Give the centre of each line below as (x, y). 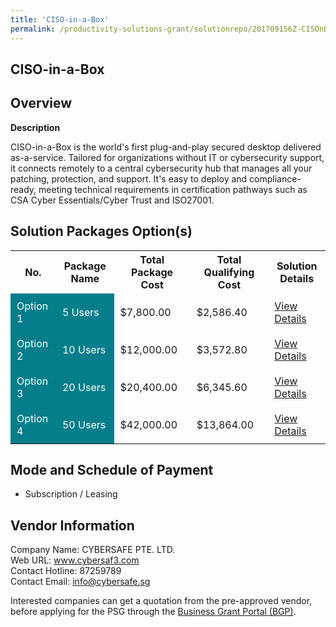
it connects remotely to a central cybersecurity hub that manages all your (161, 168)
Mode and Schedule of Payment (112, 469)
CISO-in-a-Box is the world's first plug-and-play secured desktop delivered (166, 147)
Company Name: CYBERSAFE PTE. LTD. (93, 550)
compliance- (275, 178)
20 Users (84, 387)
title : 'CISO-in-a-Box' (60, 19)
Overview (41, 103)
